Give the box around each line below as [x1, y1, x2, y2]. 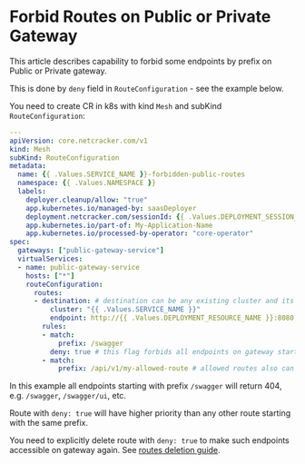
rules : [42, 322, 67, 331]
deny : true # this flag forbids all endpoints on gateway [49, 347, 274, 356]
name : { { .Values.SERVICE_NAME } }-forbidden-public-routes [17, 170, 246, 179]
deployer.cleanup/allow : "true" [25, 195, 148, 204]
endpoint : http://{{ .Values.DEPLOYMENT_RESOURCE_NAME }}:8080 [49, 313, 295, 323]
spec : [9, 238, 30, 247]
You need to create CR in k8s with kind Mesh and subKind [9, 100, 222, 111]
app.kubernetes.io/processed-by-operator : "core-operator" [25, 229, 254, 238]
